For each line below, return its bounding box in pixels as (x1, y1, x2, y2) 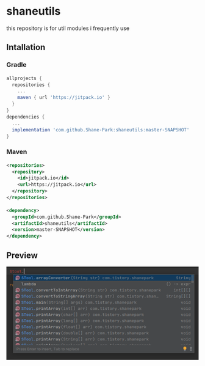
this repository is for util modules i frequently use (6, 24, 130, 32)
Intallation (6, 42, 46, 53)
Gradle (6, 60, 27, 69)
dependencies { (6, 114, 45, 120)
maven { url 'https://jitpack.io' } (17, 95, 111, 101)
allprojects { (6, 75, 43, 81)
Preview (6, 250, 38, 260)
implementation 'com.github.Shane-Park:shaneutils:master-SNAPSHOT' (12, 126, 190, 133)
